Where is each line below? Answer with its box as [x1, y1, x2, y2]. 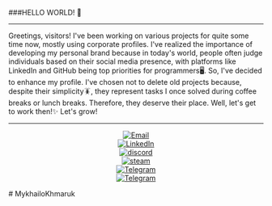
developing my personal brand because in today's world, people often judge [8, 48, 263, 57]
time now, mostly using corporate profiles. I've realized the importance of [8, 40, 253, 48]
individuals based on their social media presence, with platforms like [8, 57, 236, 66]
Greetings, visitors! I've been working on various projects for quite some [8, 31, 249, 40]
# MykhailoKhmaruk [8, 189, 75, 198]
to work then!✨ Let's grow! [8, 107, 98, 116]
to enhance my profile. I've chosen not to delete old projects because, [8, 78, 242, 86]
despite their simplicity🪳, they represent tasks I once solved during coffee [8, 86, 257, 96]
